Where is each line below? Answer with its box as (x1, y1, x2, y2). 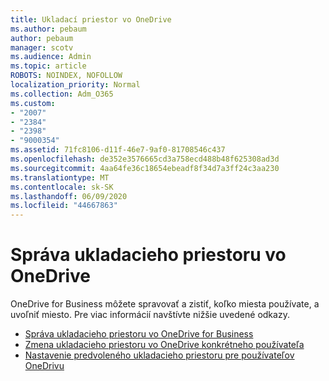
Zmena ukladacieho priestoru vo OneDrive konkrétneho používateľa (24, 339, 305, 351)
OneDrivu (24, 360, 65, 372)
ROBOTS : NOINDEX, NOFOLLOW (10, 71, 123, 81)
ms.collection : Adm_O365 (10, 89, 114, 99)
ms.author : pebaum (10, 24, 87, 34)
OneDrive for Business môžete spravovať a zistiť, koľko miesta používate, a (10, 298, 320, 310)
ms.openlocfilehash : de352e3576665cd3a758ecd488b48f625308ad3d (10, 154, 280, 164)
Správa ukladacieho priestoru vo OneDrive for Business (24, 328, 254, 340)
